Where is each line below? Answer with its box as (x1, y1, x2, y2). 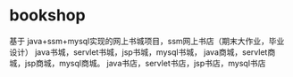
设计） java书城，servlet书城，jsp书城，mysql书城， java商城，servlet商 (9, 46, 276, 58)
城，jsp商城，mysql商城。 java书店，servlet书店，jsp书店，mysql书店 (9, 58, 266, 68)
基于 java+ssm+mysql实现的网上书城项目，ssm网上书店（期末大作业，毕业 (9, 35, 285, 46)
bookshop (9, 5, 87, 26)
